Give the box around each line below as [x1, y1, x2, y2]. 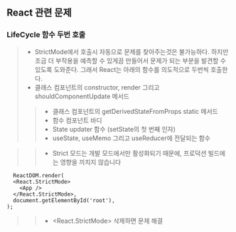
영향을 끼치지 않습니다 [60, 157, 122, 166]
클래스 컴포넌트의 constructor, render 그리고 [34, 83, 160, 91]
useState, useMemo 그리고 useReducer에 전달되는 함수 [52, 134, 211, 142]
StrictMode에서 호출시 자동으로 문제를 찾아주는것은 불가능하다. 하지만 [34, 47, 229, 56]
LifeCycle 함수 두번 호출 [6, 30, 86, 40]
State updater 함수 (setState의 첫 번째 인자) [52, 125, 176, 133]
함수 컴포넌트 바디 [52, 116, 102, 125]
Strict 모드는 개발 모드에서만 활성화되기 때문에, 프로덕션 [52, 149, 207, 157]
